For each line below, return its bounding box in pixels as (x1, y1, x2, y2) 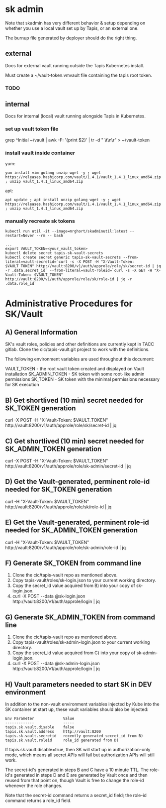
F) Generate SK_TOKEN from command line (5, 559, 142, 568)
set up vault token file (5, 125, 59, 132)
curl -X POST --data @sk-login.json (12, 593, 85, 599)
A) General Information (5, 328, 78, 337)
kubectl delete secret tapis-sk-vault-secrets (5, 250, 103, 256)
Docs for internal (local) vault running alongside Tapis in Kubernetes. (5, 113, 146, 119)
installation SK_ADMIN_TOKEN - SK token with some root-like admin (5, 371, 145, 377)
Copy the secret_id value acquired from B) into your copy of (12, 582, 135, 588)
